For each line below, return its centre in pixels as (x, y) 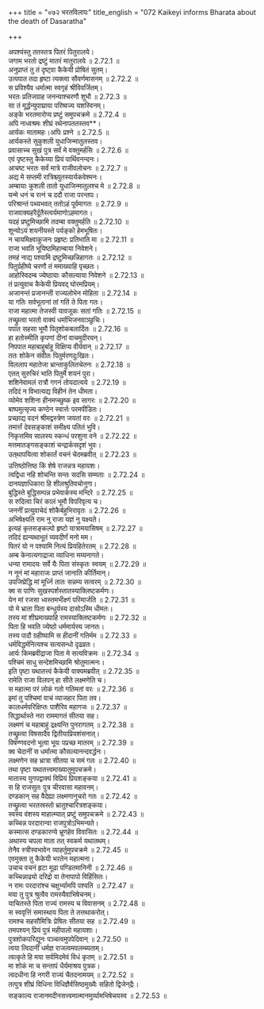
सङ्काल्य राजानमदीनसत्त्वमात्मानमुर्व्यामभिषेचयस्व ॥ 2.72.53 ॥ (88, 996)
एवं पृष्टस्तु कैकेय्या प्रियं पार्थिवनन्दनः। (54, 159)
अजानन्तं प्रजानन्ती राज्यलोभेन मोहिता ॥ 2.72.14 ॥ (73, 293)
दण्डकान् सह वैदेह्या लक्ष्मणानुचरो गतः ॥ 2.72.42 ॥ (73, 796)
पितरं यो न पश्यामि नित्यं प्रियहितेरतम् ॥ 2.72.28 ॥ (72, 546)
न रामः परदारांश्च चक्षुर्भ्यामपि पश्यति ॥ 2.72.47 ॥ (71, 886)
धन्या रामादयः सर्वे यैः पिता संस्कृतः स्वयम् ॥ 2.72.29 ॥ (77, 564)
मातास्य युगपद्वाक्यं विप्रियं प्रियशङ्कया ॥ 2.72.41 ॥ (72, 778)
